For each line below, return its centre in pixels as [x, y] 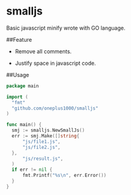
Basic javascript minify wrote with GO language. [66, 28]
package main [23, 86]
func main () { [24, 125]
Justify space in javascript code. [56, 63]
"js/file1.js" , [41, 141]
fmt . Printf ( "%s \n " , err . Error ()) [64, 176]
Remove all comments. [43, 51]
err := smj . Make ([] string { [46, 136]
